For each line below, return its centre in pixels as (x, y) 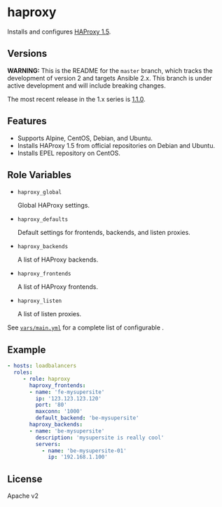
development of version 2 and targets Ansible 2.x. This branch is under (110, 78)
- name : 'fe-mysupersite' (67, 392)
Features (27, 121)
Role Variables (39, 175)
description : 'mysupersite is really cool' (100, 438)
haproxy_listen (40, 301)
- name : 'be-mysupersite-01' (84, 451)
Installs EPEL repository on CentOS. (69, 153)
